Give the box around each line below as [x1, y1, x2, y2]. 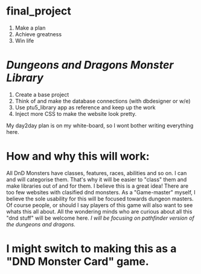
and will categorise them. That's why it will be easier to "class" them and [6, 176, 187, 183]
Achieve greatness [14, 30, 62, 37]
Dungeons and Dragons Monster [6, 59, 174, 72]
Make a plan [14, 24, 46, 31]
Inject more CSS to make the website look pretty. [14, 110, 137, 117]
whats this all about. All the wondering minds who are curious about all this [6, 208, 193, 215]
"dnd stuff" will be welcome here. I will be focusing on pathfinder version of [6, 214, 194, 221]
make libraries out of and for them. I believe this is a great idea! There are [6, 182, 189, 190]
